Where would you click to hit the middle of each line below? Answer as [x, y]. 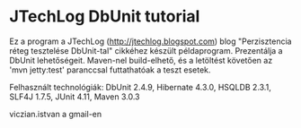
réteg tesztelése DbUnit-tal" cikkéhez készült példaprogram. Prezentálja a [146, 50]
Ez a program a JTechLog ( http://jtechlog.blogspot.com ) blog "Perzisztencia [150, 41]
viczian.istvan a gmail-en [56, 114]
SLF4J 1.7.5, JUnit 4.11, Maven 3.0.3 [75, 97]
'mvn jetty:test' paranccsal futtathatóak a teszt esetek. [110, 70]
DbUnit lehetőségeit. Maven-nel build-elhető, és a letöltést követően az [141, 60]
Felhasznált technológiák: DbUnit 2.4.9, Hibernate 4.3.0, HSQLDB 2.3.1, [140, 87]
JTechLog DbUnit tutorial [105, 17]
